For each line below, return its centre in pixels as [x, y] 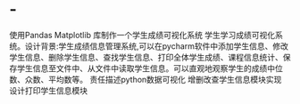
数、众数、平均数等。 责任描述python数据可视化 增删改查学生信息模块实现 [146, 79]
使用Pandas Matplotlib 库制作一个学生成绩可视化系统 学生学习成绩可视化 [142, 35]
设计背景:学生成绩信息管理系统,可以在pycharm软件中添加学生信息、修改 [156, 46]
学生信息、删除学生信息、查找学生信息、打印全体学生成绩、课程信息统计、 [146, 57]
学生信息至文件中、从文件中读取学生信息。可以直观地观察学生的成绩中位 [150, 68]
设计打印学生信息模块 [48, 90]
